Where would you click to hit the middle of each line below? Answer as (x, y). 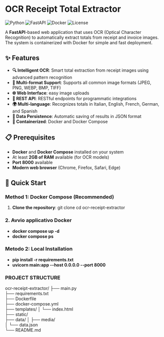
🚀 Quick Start (26, 183)
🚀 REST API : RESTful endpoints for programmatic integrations (74, 98)
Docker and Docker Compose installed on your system (68, 152)
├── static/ (17, 314)
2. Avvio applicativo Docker (38, 221)
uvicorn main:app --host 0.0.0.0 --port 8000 (59, 265)
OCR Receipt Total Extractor (63, 9)
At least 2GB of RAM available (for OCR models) (60, 157)
